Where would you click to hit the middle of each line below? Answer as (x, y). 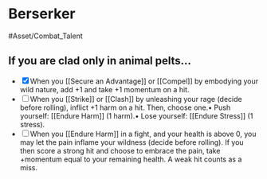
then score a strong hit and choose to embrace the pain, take (120, 150)
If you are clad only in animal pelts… (100, 61)
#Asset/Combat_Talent (45, 36)
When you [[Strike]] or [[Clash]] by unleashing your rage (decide (136, 99)
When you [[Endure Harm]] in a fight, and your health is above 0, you (143, 134)
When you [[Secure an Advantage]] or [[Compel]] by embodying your (144, 81)
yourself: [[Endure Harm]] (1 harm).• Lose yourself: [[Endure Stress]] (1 (136, 115)
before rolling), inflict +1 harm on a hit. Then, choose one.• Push (125, 107)
